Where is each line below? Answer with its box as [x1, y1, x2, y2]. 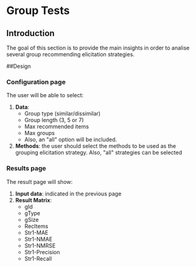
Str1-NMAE [24, 235, 53, 243]
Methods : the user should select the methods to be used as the [15, 142, 176, 150]
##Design [6, 62, 31, 70]
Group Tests [6, 4, 70, 18]
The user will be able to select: [6, 92, 84, 99]
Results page [6, 164, 47, 173]
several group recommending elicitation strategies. [6, 51, 135, 58]
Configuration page [6, 78, 66, 86]
